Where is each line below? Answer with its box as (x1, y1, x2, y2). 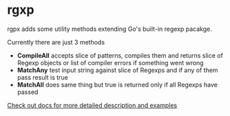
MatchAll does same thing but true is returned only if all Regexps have (17, 80, 218, 89)
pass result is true (17, 73, 69, 81)
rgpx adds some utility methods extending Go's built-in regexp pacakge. (7, 25, 212, 33)
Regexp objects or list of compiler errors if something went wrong (17, 58, 205, 67)
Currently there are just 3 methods (7, 38, 105, 46)
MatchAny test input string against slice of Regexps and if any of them (17, 66, 218, 74)
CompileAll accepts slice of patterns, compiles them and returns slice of (17, 51, 224, 60)
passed (17, 88, 39, 96)
